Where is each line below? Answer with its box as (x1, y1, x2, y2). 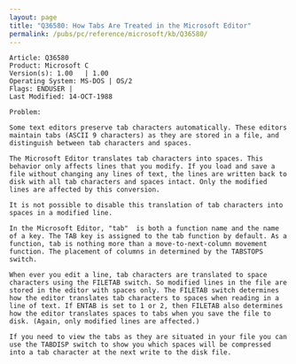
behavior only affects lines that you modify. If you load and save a (9, 162, 276, 171)
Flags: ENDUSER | (9, 85, 74, 94)
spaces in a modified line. (9, 209, 113, 218)
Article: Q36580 (9, 54, 69, 63)
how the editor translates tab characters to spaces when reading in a (9, 294, 279, 303)
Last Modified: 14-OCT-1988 (9, 92, 113, 102)
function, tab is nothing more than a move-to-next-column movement (9, 240, 268, 249)
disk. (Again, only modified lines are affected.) (9, 317, 200, 326)
